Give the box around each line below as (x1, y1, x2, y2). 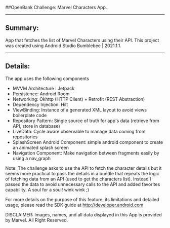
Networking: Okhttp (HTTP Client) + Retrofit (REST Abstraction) (12, 96, 145, 102)
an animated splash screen (12, 144, 69, 150)
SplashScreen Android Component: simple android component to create (12, 139, 163, 145)
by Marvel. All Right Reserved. (5, 217, 68, 223)
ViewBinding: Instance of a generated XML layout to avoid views (12, 106, 147, 113)
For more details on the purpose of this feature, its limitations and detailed (5, 196, 159, 202)
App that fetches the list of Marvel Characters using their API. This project (5, 37, 159, 43)
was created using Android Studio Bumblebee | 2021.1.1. (5, 43, 121, 49)
